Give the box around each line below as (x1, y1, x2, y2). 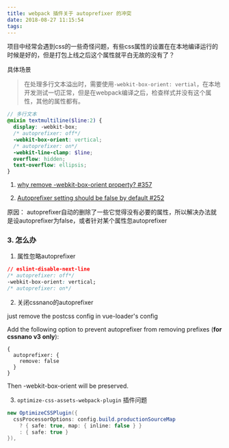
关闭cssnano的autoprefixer (16, 298, 94, 306)
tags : (7, 23, 23, 29)
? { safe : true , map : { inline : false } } (19, 422, 142, 429)
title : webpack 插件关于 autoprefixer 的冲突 (7, 10, 132, 17)
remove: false (19, 358, 59, 364)
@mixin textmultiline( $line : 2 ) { (7, 117, 103, 124)
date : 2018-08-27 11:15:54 (7, 16, 84, 23)
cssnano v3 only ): (7, 332, 59, 340)
